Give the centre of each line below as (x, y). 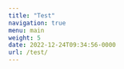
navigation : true (37, 23)
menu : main (26, 30)
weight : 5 (25, 38)
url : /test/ (28, 52)
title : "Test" (32, 15)
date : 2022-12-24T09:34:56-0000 (62, 45)
